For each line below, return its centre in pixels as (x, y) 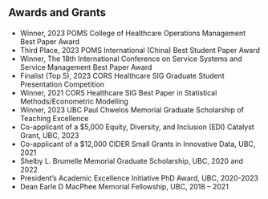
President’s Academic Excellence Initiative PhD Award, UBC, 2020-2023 (139, 178)
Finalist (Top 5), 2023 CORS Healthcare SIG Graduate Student (122, 76)
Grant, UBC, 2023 (49, 135)
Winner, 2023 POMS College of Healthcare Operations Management (133, 33)
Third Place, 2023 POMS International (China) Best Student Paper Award (140, 50)
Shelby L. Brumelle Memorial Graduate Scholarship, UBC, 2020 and (131, 161)
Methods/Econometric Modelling (74, 101)
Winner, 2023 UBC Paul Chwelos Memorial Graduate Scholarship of (132, 110)
